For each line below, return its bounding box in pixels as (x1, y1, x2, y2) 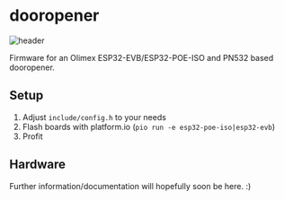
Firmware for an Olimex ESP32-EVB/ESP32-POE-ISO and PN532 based (9, 52, 274, 63)
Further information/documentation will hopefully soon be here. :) (9, 180, 252, 191)
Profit (22, 131, 43, 142)
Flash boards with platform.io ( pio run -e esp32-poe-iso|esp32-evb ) (22, 121, 276, 132)
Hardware (9, 157, 66, 172)
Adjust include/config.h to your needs (22, 111, 166, 122)
